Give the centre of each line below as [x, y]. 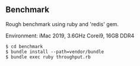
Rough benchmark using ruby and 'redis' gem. [62, 24]
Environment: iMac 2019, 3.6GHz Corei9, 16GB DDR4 [70, 36]
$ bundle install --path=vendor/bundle [55, 52]
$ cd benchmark [24, 46]
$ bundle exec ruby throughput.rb [48, 57]
